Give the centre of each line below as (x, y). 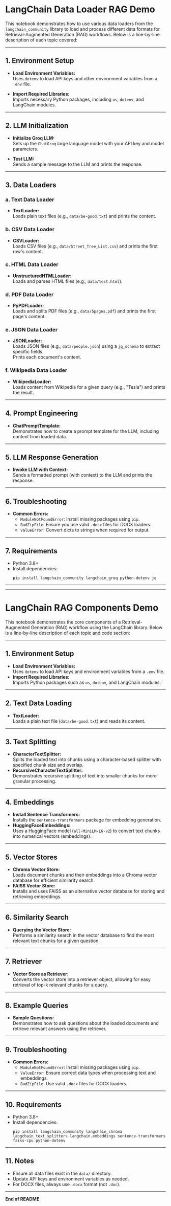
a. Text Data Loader (30, 199)
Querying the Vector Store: (42, 930)
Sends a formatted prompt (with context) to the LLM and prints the (82, 475)
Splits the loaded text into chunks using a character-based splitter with (87, 760)
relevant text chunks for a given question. (56, 941)
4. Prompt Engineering (41, 414)
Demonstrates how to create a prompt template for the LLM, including (86, 431)
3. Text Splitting (31, 742)
